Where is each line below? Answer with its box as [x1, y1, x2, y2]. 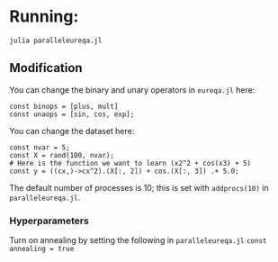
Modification [9, 60, 83, 76]
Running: [9, 6, 79, 27]
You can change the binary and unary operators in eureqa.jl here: [9, 84, 256, 95]
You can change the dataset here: [9, 125, 135, 136]
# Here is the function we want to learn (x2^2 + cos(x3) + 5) [9, 158, 252, 167]
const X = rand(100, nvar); [9, 150, 115, 159]
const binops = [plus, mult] [9, 102, 119, 111]
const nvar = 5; [9, 142, 70, 152]
